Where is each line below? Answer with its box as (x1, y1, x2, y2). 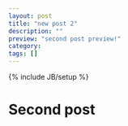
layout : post (8, 11, 53, 20)
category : (8, 42, 42, 50)
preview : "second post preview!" (8, 34, 122, 43)
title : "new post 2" (8, 20, 79, 28)
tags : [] (8, 50, 38, 58)
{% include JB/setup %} (8, 72, 89, 81)
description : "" (8, 27, 63, 35)
